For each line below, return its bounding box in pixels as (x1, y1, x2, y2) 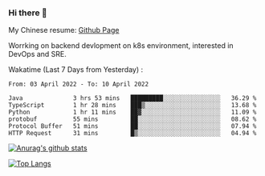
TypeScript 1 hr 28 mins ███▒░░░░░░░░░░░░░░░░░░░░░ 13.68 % (8, 102, 257, 110)
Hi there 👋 (8, 7, 48, 18)
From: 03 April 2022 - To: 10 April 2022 (8, 80, 149, 89)
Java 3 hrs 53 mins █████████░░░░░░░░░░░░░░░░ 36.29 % (8, 94, 257, 102)
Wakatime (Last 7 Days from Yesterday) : (8, 65, 144, 74)
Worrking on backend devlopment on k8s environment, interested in (8, 41, 234, 50)
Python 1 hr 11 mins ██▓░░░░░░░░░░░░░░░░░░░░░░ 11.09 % (8, 108, 257, 117)
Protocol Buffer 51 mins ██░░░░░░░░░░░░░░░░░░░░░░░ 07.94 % (8, 122, 257, 130)
